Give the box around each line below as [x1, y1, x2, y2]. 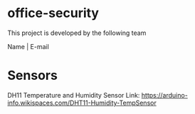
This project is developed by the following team [7, 28, 147, 37]
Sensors [7, 68, 58, 83]
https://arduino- [141, 90, 189, 99]
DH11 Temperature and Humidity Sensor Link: [7, 90, 140, 99]
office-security [7, 5, 100, 21]
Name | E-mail [7, 42, 50, 51]
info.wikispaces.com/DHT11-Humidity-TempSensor [7, 98, 157, 107]
